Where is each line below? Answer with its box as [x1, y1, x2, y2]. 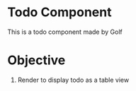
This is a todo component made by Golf [7, 28, 123, 36]
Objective [7, 52, 66, 68]
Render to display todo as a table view [17, 75, 130, 84]
